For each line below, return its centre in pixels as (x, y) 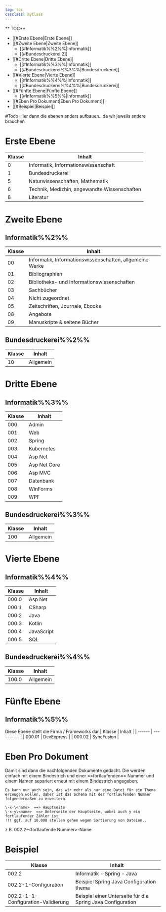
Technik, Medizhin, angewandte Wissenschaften (85, 190)
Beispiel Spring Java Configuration (116, 881)
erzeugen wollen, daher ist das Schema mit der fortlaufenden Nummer (78, 794)
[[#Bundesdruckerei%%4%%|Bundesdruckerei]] (69, 85)
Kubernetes (42, 449)
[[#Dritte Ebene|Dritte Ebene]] (43, 59)
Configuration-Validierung (38, 902)
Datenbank (41, 481)
